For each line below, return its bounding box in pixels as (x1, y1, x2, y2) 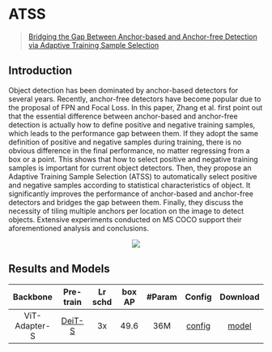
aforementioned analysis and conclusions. (8, 223, 150, 233)
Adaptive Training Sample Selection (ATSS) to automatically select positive (8, 171, 257, 181)
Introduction (8, 64, 73, 78)
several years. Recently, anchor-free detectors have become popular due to (8, 94, 261, 104)
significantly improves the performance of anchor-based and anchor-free (8, 188, 253, 199)
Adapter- (15, 320, 51, 331)
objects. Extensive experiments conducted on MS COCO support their (8, 214, 242, 224)
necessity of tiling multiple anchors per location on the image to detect (8, 206, 244, 216)
